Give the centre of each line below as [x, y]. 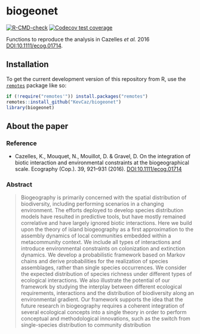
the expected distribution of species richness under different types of [106, 274]
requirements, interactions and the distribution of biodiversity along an [107, 293]
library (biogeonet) [30, 107]
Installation [27, 64]
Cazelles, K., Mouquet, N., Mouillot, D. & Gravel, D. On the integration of [103, 157]
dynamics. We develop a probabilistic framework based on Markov [103, 255]
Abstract [19, 184]
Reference [21, 143]
